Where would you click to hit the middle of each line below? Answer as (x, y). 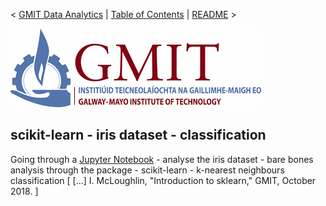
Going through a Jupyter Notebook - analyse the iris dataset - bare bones (162, 159)
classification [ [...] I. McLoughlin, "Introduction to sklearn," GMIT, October (163, 180)
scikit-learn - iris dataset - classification (138, 135)
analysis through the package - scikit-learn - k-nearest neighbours (147, 170)
